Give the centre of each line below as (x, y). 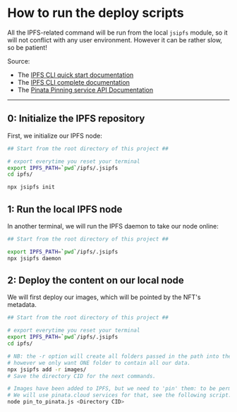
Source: (19, 61)
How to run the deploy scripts (96, 13)
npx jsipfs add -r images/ (47, 369)
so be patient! (27, 47)
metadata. (22, 305)
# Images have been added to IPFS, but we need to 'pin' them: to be (112, 389)
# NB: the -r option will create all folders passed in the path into (113, 356)
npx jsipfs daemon (34, 258)
